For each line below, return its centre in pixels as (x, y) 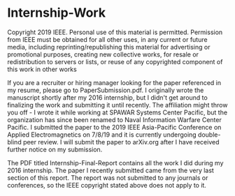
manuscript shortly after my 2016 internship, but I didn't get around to (107, 97)
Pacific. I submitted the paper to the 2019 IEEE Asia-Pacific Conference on (114, 127)
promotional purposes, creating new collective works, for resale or (103, 54)
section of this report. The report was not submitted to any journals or (108, 178)
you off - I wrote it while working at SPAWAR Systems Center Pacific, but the (117, 112)
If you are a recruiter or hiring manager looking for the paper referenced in (114, 82)
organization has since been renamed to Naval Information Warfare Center (114, 119)
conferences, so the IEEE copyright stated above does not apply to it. (107, 185)
